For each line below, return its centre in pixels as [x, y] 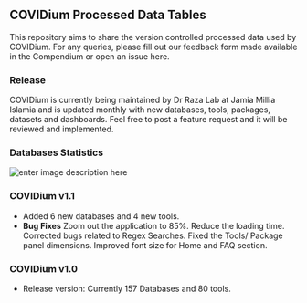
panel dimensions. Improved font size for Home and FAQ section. [145, 245]
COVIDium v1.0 [43, 268]
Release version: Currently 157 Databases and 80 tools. [127, 288]
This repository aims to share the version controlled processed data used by [153, 37]
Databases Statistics [56, 152]
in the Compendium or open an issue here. [90, 56]
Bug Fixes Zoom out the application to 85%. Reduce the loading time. [153, 225]
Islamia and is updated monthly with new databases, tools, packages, [140, 110]
